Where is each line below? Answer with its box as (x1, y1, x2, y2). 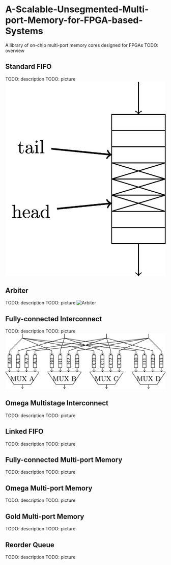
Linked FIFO (5, 427, 44, 436)
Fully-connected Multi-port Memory (5, 455, 123, 465)
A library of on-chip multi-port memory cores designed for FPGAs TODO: (5, 42, 159, 48)
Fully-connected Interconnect (5, 315, 102, 323)
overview (5, 47, 24, 54)
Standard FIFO (5, 62, 52, 71)
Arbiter (5, 286, 29, 295)
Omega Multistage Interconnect (5, 399, 108, 407)
